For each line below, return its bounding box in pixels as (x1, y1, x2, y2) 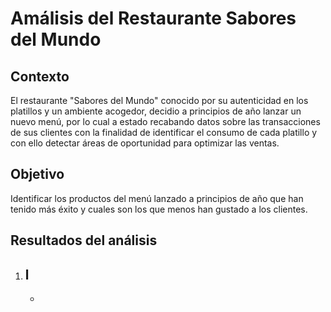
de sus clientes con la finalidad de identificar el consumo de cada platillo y (10, 127, 318, 138)
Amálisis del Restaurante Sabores (10, 7, 297, 30)
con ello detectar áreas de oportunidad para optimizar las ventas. (10, 137, 280, 149)
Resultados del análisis (10, 232, 158, 249)
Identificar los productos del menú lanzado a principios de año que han (10, 192, 304, 204)
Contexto (10, 68, 70, 85)
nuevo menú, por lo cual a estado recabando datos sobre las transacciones (10, 116, 321, 127)
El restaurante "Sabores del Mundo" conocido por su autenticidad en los (10, 95, 309, 106)
